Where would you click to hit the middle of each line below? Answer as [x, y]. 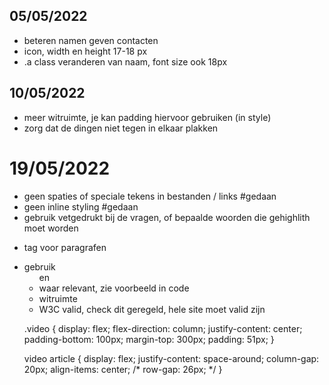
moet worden [51, 228]
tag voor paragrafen [65, 247]
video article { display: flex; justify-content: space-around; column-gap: [171, 358]
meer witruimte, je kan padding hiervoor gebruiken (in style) [147, 117]
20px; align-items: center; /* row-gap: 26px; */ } [123, 369]
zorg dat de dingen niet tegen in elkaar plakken [121, 128]
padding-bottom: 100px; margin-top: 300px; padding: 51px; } [149, 339]
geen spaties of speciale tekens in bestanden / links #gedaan [150, 196]
